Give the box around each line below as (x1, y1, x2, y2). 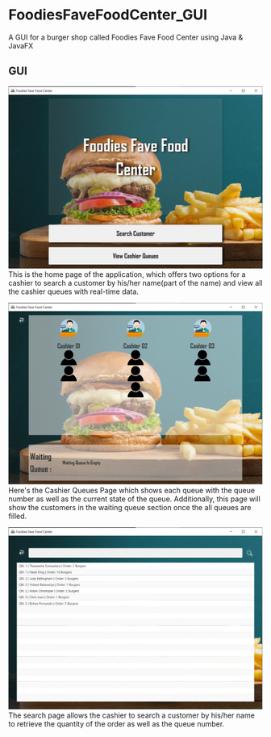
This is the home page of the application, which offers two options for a (8, 269, 246, 279)
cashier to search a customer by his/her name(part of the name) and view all (8, 278, 263, 287)
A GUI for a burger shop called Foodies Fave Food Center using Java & (8, 32, 244, 42)
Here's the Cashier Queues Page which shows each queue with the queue (8, 486, 256, 496)
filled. (8, 511, 27, 521)
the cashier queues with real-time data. (8, 287, 140, 296)
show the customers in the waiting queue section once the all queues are (8, 503, 252, 513)
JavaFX (8, 40, 34, 50)
